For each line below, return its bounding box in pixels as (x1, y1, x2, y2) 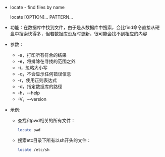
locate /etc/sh (17, 147, 49, 152)
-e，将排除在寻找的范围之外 (17, 58, 76, 64)
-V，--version (17, 96, 47, 102)
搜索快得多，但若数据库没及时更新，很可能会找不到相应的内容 (19, 31, 147, 37)
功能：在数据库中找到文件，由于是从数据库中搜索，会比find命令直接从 (10, 25, 155, 30)
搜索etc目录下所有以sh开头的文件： (17, 137, 91, 143)
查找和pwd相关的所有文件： (17, 118, 76, 123)
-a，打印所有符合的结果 (17, 52, 67, 58)
